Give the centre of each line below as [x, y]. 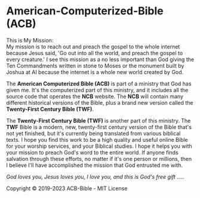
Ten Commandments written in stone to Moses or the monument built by [95, 66]
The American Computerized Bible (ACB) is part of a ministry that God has [99, 83]
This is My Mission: [30, 40]
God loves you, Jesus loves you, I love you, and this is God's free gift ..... [96, 176]
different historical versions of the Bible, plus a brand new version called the [100, 102]
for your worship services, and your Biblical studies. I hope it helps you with [99, 146]
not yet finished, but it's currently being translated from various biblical [93, 133]
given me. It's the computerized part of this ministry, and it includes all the [97, 90]
